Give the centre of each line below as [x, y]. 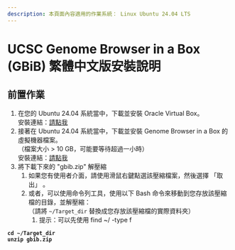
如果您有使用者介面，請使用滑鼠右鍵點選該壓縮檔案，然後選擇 [119, 175]
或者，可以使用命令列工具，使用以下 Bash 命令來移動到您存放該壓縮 [127, 193]
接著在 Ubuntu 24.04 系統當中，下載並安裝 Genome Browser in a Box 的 [123, 131]
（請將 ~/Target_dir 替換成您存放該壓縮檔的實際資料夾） [111, 211]
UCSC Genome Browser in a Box [104, 49]
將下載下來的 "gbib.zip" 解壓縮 [62, 166]
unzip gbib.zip [30, 239]
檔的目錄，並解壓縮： [59, 202]
